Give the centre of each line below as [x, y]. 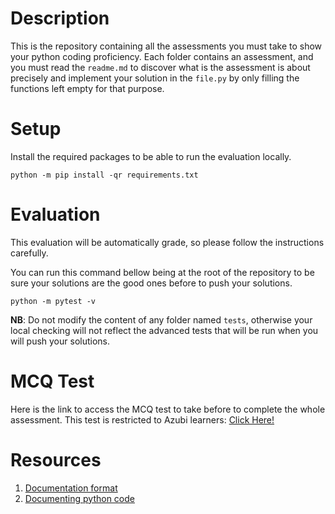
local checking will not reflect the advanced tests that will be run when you [164, 330]
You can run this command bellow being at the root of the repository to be [162, 272]
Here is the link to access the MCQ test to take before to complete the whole [168, 409]
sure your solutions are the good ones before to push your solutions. [151, 283]
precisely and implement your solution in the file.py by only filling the [155, 78]
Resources [56, 459]
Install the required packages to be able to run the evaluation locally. [151, 156]
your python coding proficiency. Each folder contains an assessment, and [162, 56]
